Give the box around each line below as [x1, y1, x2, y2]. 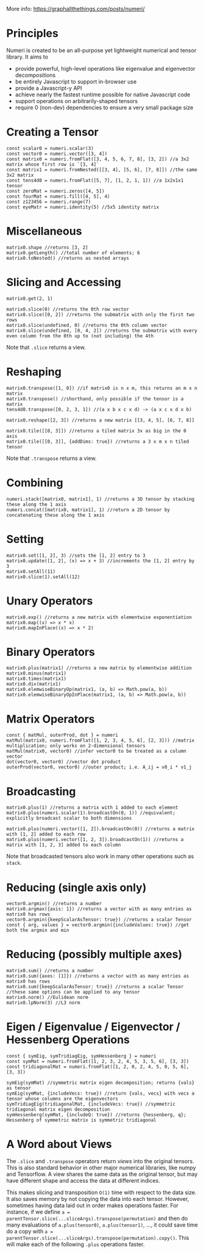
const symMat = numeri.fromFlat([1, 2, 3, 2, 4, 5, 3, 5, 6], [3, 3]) [6, 1058, 189, 1065]
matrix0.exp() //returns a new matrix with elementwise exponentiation [6, 614, 192, 620]
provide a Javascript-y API [15, 84, 82, 91]
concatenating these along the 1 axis [6, 512, 105, 518]
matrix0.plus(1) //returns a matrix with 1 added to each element [6, 804, 178, 811]
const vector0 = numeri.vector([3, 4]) [6, 151, 108, 157]
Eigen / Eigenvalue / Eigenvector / [6, 1020, 181, 1034]
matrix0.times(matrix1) [6, 676, 67, 682]
